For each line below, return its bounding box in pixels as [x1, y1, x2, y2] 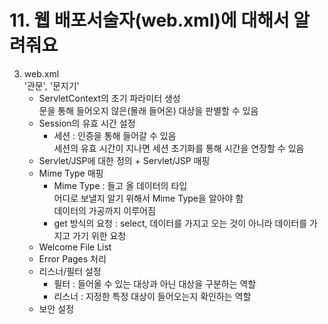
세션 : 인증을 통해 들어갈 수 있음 [53, 129, 177, 141]
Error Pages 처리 [38, 252, 107, 265]
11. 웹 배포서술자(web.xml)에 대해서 [9, 9, 290, 32]
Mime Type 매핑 [38, 167, 104, 179]
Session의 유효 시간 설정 [38, 117, 136, 129]
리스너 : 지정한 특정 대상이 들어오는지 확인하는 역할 [53, 290, 252, 302]
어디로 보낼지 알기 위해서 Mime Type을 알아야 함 [53, 192, 244, 204]
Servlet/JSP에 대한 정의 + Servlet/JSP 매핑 [38, 154, 211, 166]
